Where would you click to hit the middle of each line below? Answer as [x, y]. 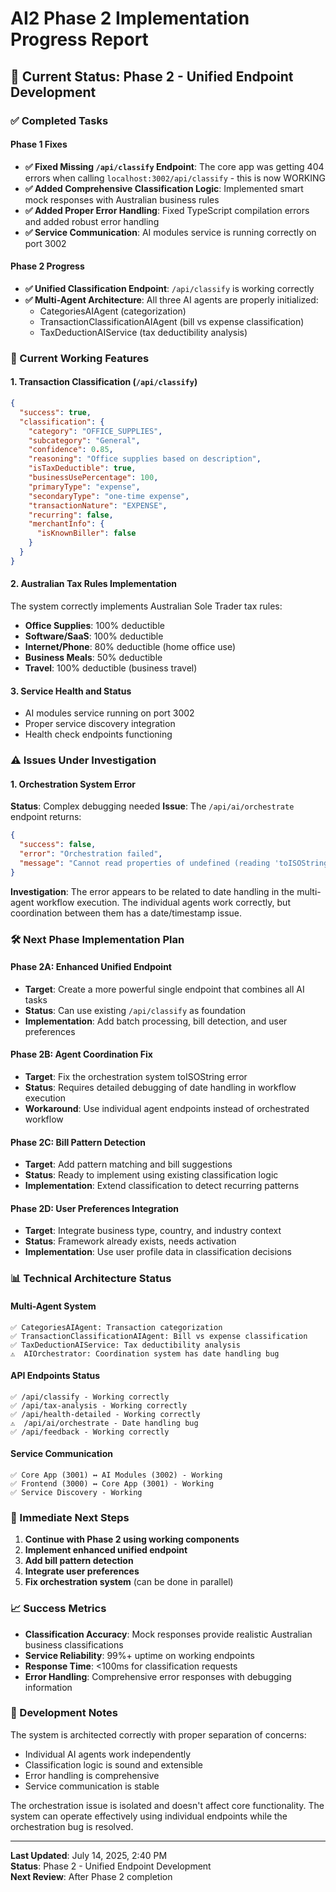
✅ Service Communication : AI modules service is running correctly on [170, 232]
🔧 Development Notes [64, 1713]
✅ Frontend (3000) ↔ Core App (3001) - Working [112, 1483]
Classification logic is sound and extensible [114, 1764]
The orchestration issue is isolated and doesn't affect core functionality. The [167, 1805]
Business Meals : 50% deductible [93, 657]
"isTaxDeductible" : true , [82, 468]
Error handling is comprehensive [92, 1775]
